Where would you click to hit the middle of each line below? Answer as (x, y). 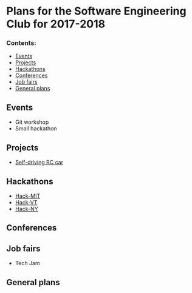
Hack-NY (26, 209)
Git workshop (32, 122)
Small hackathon (36, 129)
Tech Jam (28, 263)
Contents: (21, 43)
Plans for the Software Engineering (96, 11)
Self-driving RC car (39, 163)
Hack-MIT (28, 196)
